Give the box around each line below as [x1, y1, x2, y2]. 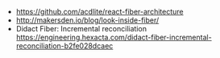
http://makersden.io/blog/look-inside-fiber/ [15, 15, 160, 25]
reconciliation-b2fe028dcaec [15, 41, 114, 51]
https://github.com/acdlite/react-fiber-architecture [15, 7, 184, 16]
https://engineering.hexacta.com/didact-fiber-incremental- [15, 32, 212, 42]
